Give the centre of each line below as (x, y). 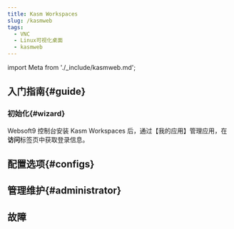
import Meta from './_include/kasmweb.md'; (72, 67)
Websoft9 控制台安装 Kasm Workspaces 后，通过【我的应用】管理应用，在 (117, 131)
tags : (15, 27)
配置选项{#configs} (51, 164)
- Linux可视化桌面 (38, 41)
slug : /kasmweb (30, 21)
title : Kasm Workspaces (43, 14)
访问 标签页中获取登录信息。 (48, 139)
